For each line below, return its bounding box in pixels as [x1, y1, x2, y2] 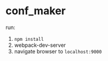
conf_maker [5, 4, 66, 18]
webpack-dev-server [14, 41, 66, 49]
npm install [14, 36, 44, 42]
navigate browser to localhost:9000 [14, 47, 102, 54]
